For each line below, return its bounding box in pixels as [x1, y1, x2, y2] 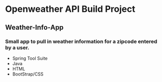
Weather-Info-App [5, 23, 64, 32]
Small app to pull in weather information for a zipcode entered [5, 38, 158, 45]
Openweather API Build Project [5, 3, 136, 15]
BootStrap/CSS [12, 71, 44, 77]
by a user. [5, 44, 30, 51]
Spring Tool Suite [12, 55, 48, 61]
